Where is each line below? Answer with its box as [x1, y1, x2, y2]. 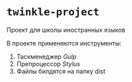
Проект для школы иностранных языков [6, 25, 126, 34]
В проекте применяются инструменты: [6, 39, 122, 47]
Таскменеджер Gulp [16, 52, 77, 61]
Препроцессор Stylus [16, 59, 81, 68]
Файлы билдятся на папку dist [16, 67, 106, 75]
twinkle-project [6, 6, 100, 19]
